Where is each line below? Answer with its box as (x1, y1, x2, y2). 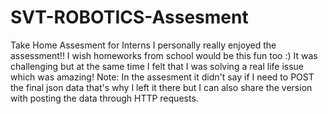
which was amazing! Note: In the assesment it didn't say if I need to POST (10, 71, 315, 83)
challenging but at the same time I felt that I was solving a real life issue (10, 60, 304, 72)
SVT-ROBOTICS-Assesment (10, 6, 249, 29)
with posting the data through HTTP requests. (10, 92, 199, 104)
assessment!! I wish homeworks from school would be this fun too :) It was (10, 49, 318, 61)
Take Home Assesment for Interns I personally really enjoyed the (10, 39, 277, 51)
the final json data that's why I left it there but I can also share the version (10, 81, 313, 93)
